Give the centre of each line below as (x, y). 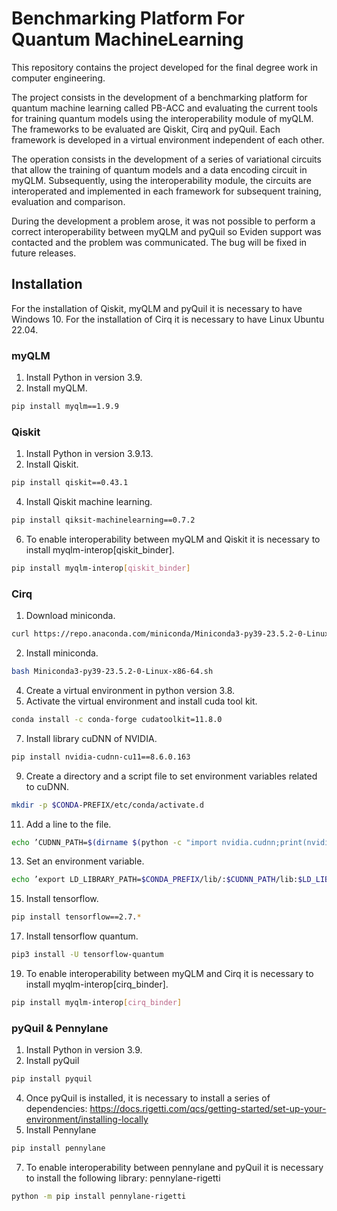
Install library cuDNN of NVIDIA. (91, 738)
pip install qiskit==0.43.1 (70, 483)
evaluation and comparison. (68, 201)
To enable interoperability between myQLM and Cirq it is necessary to (169, 974)
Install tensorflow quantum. (82, 936)
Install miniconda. (62, 653)
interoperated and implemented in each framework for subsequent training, (166, 191)
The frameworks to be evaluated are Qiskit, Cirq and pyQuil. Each (146, 129)
